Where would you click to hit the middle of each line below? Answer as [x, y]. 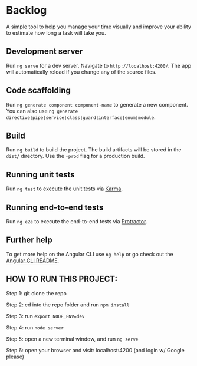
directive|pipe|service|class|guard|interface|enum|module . [81, 117]
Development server [45, 52]
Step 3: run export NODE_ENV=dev [45, 316]
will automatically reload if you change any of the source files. [81, 72]
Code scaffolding [38, 90]
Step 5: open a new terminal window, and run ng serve [72, 339]
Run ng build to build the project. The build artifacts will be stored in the [94, 150]
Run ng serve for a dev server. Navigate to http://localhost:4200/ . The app [99, 65]
